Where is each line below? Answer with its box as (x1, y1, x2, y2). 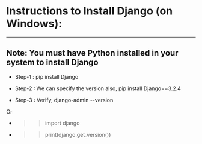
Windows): (6, 17, 62, 30)
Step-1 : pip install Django (14, 73, 79, 80)
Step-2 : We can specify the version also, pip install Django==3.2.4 (14, 85, 182, 92)
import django (44, 120, 80, 127)
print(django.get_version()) (44, 131, 111, 138)
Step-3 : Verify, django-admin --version (14, 96, 114, 103)
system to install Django (6, 57, 99, 68)
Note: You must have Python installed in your (6, 48, 179, 58)
